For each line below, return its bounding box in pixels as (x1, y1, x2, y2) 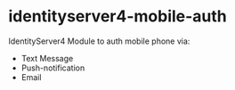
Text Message (20, 53, 74, 63)
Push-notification (20, 62, 85, 73)
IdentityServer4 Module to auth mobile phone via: (8, 36, 190, 46)
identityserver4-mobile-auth (8, 6, 228, 27)
